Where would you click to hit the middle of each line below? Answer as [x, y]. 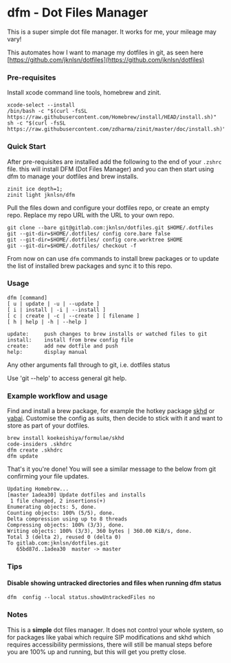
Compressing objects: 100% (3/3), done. [66, 525]
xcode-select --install [41, 105]
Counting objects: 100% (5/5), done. [61, 513]
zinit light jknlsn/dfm [41, 195]
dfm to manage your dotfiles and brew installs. [73, 176]
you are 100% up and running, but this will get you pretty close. [97, 651]
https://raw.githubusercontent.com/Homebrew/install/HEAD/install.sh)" [112, 117]
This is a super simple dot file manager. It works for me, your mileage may [112, 32]
